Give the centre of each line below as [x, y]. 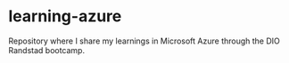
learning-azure [65, 16]
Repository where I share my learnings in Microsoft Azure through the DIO [144, 41]
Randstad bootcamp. [47, 50]
